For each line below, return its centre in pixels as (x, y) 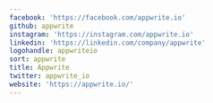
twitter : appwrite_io (50, 76)
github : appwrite (42, 26)
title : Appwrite (39, 68)
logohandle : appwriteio (54, 51)
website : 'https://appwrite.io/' (72, 84)
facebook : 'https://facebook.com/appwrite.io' (98, 17)
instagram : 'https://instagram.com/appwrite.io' (102, 34)
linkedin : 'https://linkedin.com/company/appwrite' (107, 43)
